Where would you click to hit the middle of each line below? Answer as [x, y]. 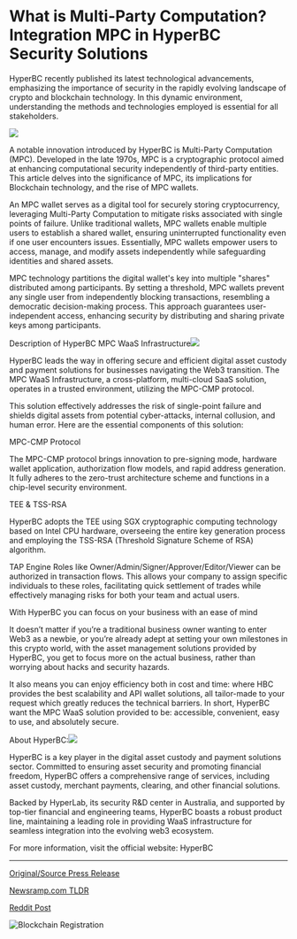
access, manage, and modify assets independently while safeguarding [138, 251]
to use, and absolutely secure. [64, 721]
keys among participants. [55, 325]
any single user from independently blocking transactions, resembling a [140, 296]
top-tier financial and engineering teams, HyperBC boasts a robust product [146, 812]
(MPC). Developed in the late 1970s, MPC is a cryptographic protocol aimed [147, 159]
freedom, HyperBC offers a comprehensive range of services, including [140, 775]
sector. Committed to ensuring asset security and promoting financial [135, 766]
